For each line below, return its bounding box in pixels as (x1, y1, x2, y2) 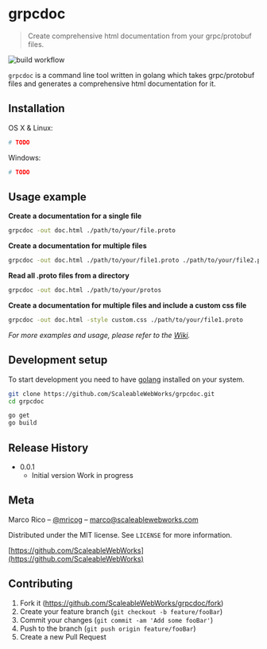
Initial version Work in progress (31, 470, 133, 480)
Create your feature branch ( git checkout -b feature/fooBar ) (19, 606, 223, 616)
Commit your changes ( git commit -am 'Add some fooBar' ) (19, 615, 214, 624)
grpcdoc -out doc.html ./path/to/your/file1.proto (8, 256, 180, 265)
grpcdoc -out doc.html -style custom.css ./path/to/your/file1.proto (8, 316, 244, 324)
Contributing (8, 577, 73, 591)
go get (8, 411, 30, 420)
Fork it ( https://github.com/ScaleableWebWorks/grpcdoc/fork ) (19, 598, 224, 608)
